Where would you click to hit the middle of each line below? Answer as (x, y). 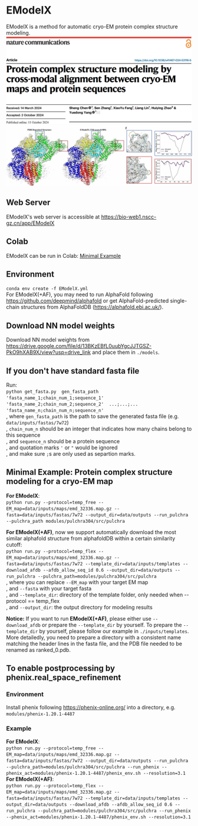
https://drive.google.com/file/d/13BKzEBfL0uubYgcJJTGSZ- (79, 346)
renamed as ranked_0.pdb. (38, 650)
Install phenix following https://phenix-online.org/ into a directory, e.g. (91, 707)
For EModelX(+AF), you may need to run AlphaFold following (80, 294)
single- (179, 301)
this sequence (23, 435)
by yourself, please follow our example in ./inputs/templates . (114, 631)
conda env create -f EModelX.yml (47, 289)
